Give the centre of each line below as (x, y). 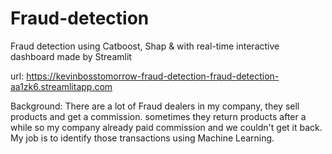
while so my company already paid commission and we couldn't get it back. (166, 127)
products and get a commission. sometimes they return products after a (158, 116)
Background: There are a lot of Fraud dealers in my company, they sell (155, 106)
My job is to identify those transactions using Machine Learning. (142, 138)
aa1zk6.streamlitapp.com (61, 86)
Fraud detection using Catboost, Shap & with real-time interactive (145, 46)
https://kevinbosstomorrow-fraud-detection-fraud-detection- (153, 76)
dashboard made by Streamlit (71, 56)
